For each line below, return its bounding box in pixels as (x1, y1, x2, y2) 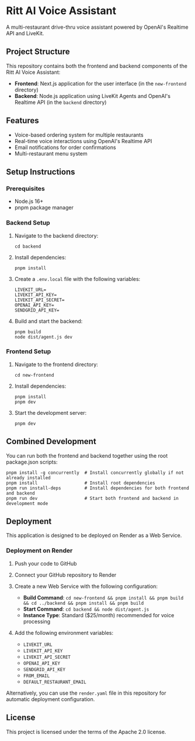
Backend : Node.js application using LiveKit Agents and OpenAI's (14, 92, 171, 99)
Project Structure (6, 47, 70, 57)
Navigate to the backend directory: (14, 232, 99, 239)
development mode (6, 500, 48, 506)
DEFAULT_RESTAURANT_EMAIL (23, 679, 86, 685)
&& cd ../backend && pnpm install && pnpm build (23, 600, 144, 606)
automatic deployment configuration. (6, 695, 95, 702)
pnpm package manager (14, 204, 74, 211)
